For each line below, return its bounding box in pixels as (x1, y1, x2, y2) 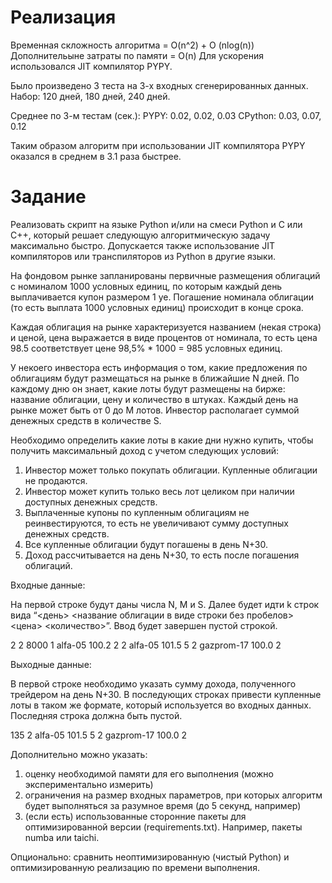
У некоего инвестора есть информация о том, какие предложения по (10, 361, 308, 373)
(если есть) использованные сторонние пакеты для (24, 810, 247, 822)
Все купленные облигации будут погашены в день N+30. (24, 538, 269, 550)
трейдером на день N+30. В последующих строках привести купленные (10, 688, 322, 700)
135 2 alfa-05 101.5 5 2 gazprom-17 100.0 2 (10, 729, 188, 741)
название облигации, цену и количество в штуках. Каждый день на (10, 393, 299, 405)
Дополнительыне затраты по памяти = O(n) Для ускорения (10, 49, 264, 61)
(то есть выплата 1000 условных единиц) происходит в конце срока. (10, 301, 304, 313)
